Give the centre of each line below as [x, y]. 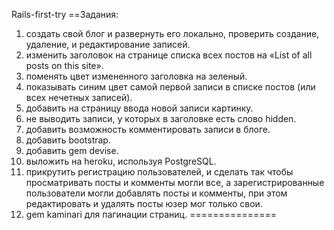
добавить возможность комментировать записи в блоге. [148, 129]
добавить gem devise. [72, 150]
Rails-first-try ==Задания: [65, 14]
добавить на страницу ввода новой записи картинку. [139, 108]
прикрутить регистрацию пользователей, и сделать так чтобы [159, 172]
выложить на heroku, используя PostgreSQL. [121, 161]
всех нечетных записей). [79, 97]
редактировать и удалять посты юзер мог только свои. [144, 203]
